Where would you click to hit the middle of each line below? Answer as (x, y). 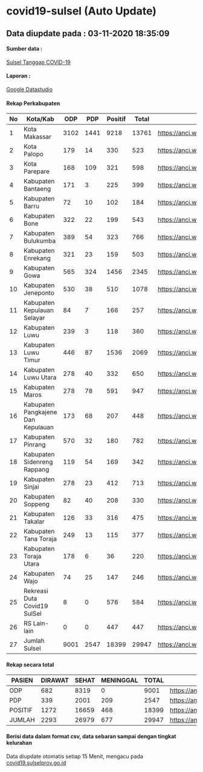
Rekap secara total (30, 665)
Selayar (34, 318)
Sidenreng (38, 462)
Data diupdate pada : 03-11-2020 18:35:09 (88, 33)
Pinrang (35, 445)
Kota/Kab (40, 119)
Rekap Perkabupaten (33, 103)
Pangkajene (40, 412)
